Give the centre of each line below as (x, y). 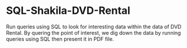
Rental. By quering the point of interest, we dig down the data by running (93, 32)
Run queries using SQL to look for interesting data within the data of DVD (94, 27)
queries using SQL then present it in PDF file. (60, 39)
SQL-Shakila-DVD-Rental (68, 11)
